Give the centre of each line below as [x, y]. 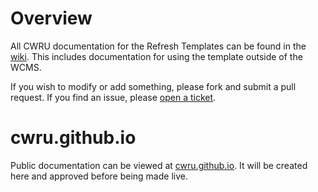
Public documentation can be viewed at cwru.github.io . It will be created [159, 165]
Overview [51, 18]
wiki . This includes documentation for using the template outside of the [156, 56]
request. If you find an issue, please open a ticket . [113, 97]
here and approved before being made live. [99, 176]
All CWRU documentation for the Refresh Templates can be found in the [158, 46]
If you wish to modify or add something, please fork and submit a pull [153, 86]
